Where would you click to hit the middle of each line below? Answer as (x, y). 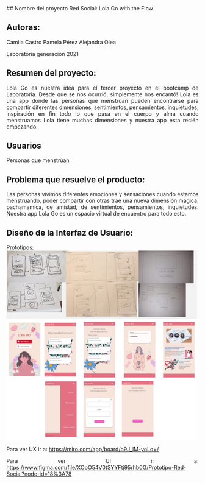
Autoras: (23, 28)
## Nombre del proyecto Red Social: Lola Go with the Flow (80, 8)
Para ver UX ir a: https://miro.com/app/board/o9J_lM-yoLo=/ (83, 450)
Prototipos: (20, 247)
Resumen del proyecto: (51, 73)
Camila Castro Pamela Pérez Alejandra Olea (61, 42)
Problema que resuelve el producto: (76, 179)
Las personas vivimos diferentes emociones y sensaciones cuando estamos (103, 194)
